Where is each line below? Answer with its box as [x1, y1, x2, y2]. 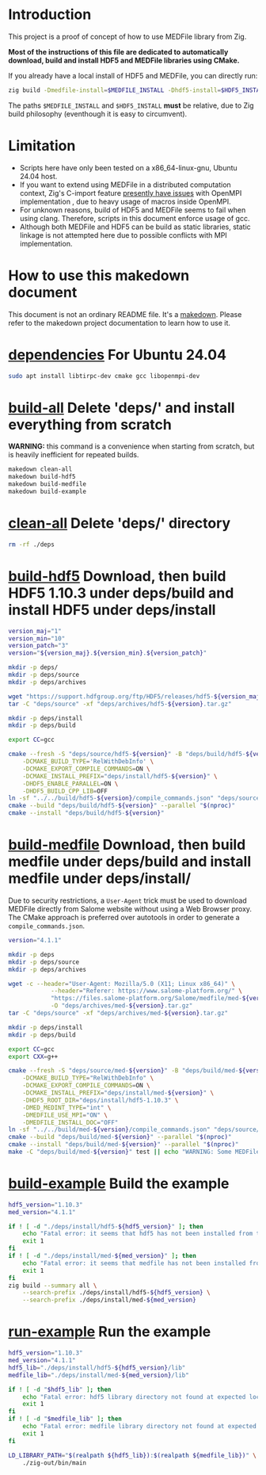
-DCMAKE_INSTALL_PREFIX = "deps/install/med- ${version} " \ [22, 1089, 215, 1097]
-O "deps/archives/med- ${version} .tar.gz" [50, 1002, 193, 1010]
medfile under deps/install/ [8, 869, 192, 888]
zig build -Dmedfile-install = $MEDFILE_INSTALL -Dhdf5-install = [8, 86, 222, 94]
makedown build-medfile [8, 480, 87, 488]
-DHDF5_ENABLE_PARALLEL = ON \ [22, 779, 119, 788]
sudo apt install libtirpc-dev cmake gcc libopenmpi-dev [8, 372, 200, 380]
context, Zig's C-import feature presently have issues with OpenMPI [19, 188, 242, 197]
